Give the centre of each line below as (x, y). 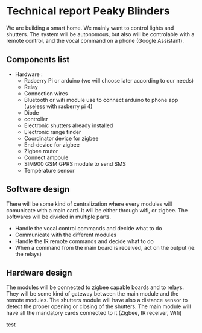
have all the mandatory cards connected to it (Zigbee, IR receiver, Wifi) (94, 313)
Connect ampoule (46, 157)
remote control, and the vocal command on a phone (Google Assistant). (95, 40)
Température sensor (49, 170)
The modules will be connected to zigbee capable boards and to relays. (95, 287)
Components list (38, 59)
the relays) (28, 254)
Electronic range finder (52, 132)
